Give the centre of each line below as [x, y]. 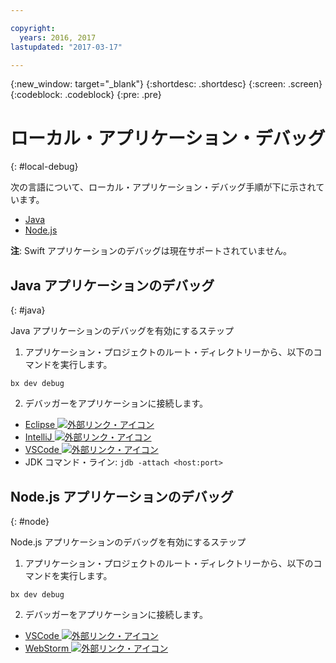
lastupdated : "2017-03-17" [66, 47]
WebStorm [47, 648]
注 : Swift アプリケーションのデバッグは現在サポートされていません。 [151, 251]
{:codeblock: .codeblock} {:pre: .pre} [86, 95]
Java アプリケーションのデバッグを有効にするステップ [122, 331]
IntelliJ [38, 437]
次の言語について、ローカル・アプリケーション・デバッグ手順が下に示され [163, 187]
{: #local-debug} [44, 167]
